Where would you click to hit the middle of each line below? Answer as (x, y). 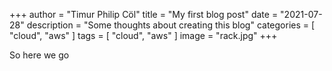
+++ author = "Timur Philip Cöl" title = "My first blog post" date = (144, 14)
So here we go (39, 55)
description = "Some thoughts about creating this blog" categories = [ (171, 25)
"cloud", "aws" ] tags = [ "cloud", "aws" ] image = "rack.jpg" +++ (143, 35)
